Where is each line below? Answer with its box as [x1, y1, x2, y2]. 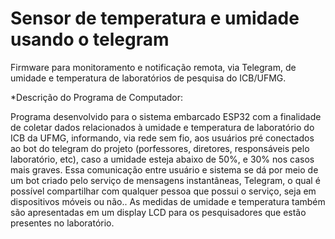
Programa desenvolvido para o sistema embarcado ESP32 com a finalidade [10, 110, 322, 122]
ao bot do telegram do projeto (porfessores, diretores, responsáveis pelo [10, 142, 310, 154]
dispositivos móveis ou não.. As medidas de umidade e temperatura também [10, 195, 326, 207]
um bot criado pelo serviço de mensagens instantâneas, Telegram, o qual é [10, 174, 321, 186]
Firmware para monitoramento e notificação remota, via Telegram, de [10, 61, 297, 73]
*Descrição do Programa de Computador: [10, 91, 184, 103]
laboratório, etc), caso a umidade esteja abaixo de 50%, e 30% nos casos [10, 153, 315, 165]
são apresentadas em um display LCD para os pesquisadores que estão [10, 206, 307, 218]
